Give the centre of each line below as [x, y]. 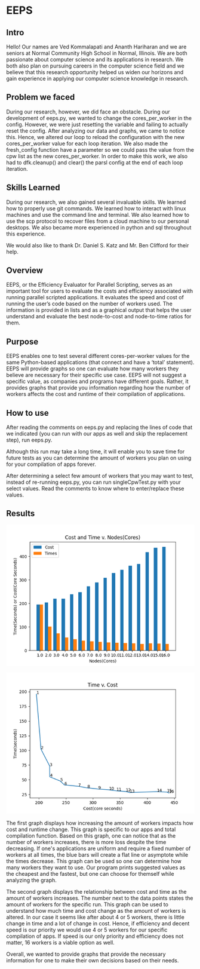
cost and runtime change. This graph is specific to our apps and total [91, 829]
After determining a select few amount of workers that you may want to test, [100, 476]
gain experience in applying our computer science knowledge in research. [98, 79]
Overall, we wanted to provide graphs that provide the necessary [86, 954]
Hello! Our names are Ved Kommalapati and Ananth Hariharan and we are [96, 47]
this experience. [26, 234]
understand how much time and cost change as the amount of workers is [96, 910]
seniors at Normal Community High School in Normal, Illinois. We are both [97, 53]
